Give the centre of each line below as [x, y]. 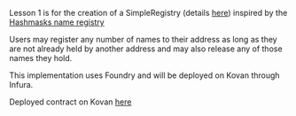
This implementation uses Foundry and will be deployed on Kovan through [145, 75]
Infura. [21, 85]
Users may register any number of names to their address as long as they [143, 39]
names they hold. [41, 58]
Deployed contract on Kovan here [70, 102]
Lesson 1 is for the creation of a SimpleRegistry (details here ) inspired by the [148, 13]
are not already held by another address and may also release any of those [146, 49]
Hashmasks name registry [57, 22]
